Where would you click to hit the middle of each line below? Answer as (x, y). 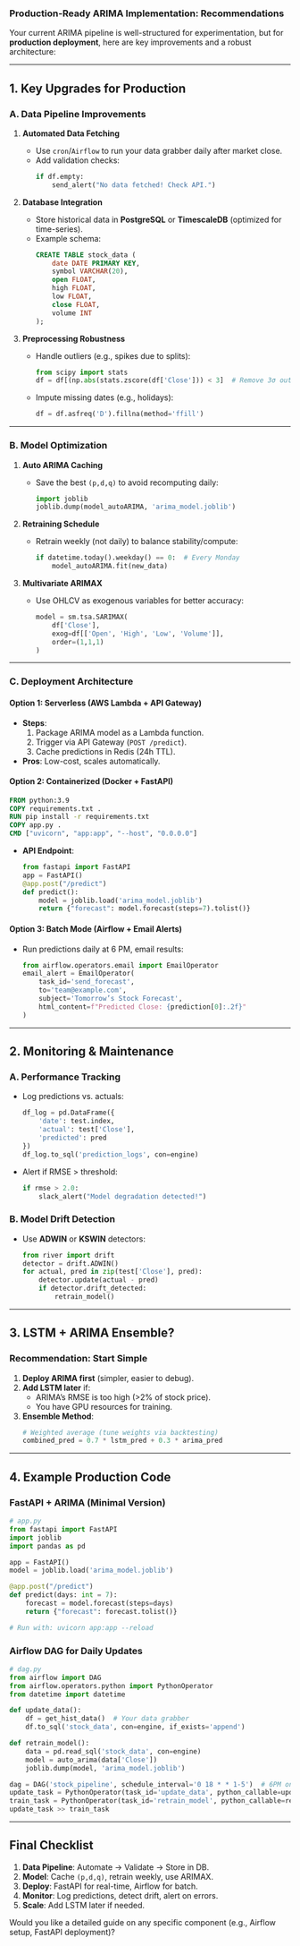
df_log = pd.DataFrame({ (68, 1113)
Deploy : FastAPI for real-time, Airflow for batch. (110, 1886)
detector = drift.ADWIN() (70, 1263)
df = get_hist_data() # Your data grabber (108, 1719)
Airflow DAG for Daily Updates (76, 1651)
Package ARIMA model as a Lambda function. (120, 732)
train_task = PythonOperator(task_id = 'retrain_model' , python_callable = (147, 1801)
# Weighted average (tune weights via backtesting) (120, 1432)
